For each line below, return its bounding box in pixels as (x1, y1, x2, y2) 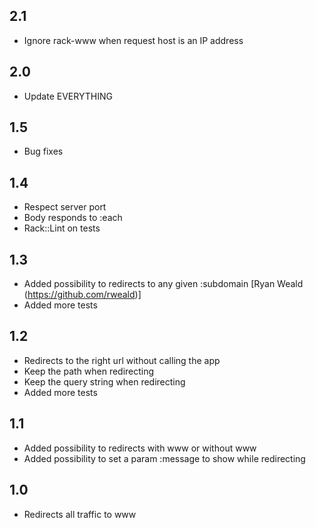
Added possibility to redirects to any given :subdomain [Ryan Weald (23, 278, 304, 290)
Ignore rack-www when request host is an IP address (23, 34, 244, 46)
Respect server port (23, 201, 107, 213)
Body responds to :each (23, 212, 123, 224)
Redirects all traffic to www (23, 508, 137, 520)
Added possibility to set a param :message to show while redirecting (23, 452, 306, 464)
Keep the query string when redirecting (23, 375, 186, 388)
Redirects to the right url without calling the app (23, 354, 221, 366)
